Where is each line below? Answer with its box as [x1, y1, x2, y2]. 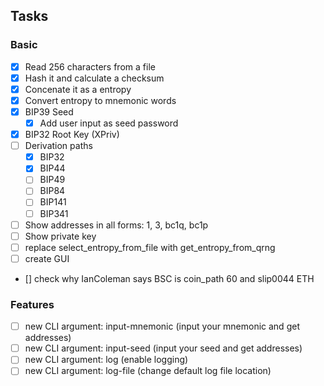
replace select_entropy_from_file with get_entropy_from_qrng [24, 241, 276, 253]
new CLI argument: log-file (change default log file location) [24, 365, 272, 377]
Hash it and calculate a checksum [24, 72, 165, 84]
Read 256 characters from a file [24, 60, 156, 73]
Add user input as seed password [39, 117, 179, 129]
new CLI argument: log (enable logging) [24, 354, 189, 366]
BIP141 [39, 196, 67, 208]
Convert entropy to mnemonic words [24, 94, 177, 106]
